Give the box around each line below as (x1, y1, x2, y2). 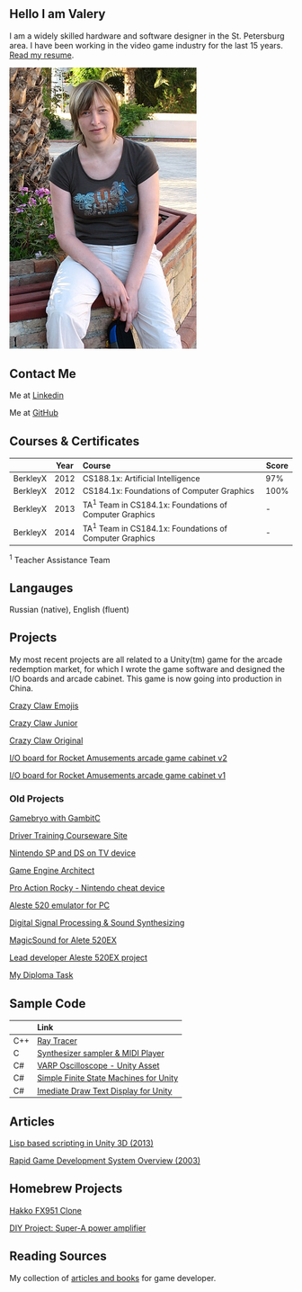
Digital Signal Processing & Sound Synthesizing (9, 918, 185, 929)
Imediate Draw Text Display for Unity (37, 1085, 173, 1096)
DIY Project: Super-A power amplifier (9, 1222, 147, 1234)
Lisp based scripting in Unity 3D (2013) (9, 1138, 155, 1148)
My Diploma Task (9, 970, 74, 981)
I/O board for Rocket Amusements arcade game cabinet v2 (9, 752, 227, 763)
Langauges (9, 580, 74, 596)
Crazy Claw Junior (9, 717, 78, 728)
